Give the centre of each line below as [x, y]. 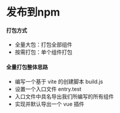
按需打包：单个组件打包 [43, 52]
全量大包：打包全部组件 [43, 45]
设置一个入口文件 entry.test [48, 89]
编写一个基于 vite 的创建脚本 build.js [59, 81]
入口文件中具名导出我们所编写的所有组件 [64, 96]
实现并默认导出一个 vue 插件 [49, 104]
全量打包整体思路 [27, 67]
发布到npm [33, 12]
